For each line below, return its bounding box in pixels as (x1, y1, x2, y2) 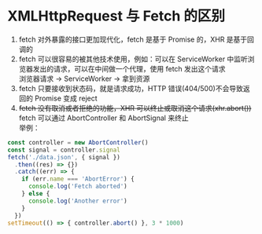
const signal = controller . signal (7, 146, 121, 154)
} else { (21, 190, 50, 198)
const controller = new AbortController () (7, 138, 149, 146)
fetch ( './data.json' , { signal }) (7, 153, 121, 161)
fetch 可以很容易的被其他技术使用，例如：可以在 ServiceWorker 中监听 (18, 54, 249, 64)
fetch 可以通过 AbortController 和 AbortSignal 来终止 (18, 113, 190, 122)
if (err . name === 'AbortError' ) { (21, 175, 135, 183)
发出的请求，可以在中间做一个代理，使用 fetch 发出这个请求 (32, 64, 226, 73)
